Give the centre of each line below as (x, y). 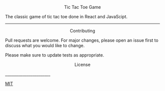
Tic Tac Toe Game (82, 7)
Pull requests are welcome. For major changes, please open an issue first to (82, 40)
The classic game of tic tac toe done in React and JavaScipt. (66, 16)
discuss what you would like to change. (45, 45)
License (82, 64)
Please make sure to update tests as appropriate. (55, 55)
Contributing (82, 31)
